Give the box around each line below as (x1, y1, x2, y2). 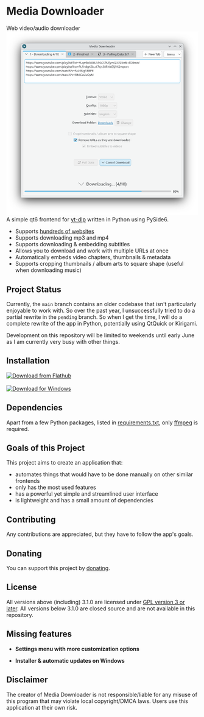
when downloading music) (15, 266, 82, 274)
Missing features (6, 629, 72, 640)
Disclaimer (6, 675, 48, 685)
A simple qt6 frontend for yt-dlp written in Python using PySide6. (6, 216, 169, 223)
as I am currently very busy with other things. (6, 338, 120, 346)
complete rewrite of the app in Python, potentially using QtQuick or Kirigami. (6, 320, 198, 327)
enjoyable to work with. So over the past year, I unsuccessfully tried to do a (6, 307, 195, 315)
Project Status (6, 284, 62, 294)
